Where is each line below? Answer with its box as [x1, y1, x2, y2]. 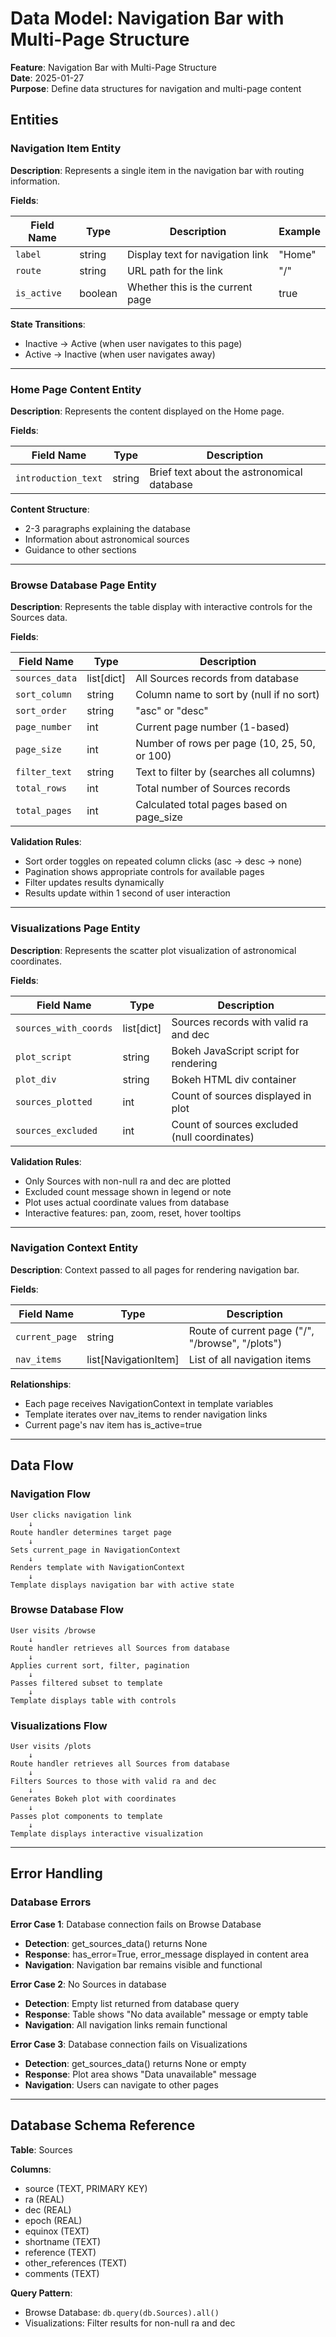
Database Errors [10, 1895, 92, 1909]
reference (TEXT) [24, 2246, 97, 2258]
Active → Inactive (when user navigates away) [24, 348, 216, 360]
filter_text [15, 767, 73, 778]
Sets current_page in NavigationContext [10, 1545, 182, 1555]
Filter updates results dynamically [24, 877, 165, 889]
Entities [10, 112, 59, 129]
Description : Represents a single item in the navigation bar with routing [10, 164, 305, 176]
